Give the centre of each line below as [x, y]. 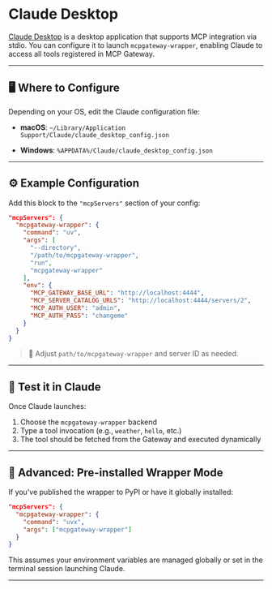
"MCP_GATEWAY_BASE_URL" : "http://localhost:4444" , [117, 293]
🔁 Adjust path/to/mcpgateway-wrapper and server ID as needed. [133, 354]
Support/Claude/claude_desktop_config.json [95, 135]
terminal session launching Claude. [67, 569]
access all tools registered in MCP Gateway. [82, 54]
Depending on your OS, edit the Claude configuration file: [104, 111]
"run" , [41, 263]
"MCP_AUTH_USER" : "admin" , [75, 308]
